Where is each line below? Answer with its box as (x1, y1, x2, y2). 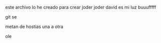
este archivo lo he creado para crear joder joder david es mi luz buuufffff (5, 4, 156, 10)
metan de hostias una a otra (5, 23, 64, 29)
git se (5, 14, 17, 19)
